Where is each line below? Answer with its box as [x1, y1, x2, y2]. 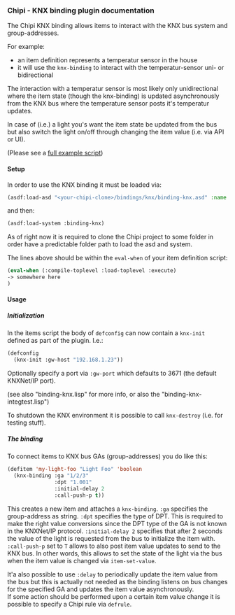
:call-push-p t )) [54, 492, 105, 499]
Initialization [7, 311, 45, 320]
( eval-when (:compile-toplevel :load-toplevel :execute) [7, 267, 177, 274]
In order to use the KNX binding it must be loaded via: [7, 181, 162, 189]
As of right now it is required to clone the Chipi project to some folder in [7, 233, 214, 241]
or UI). [7, 135, 26, 143]
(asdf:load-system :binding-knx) [7, 220, 105, 227]
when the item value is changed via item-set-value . [7, 556, 157, 565]
